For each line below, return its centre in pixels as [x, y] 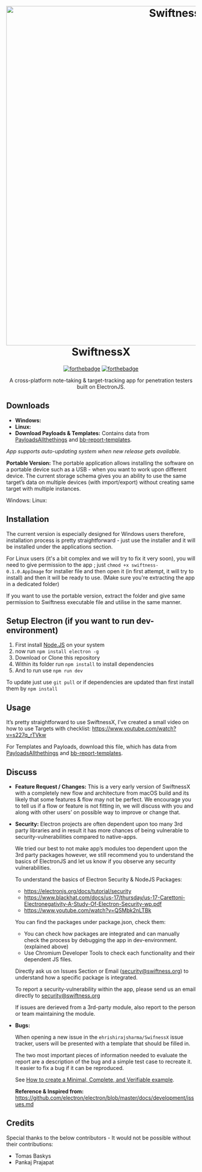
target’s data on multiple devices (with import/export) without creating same [100, 482]
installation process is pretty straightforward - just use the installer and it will [101, 540]
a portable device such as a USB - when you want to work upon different [96, 469]
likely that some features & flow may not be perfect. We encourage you [103, 799]
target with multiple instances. [44, 488]
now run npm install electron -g [57, 651]
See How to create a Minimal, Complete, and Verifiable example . [94, 1080]
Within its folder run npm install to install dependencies [84, 664]
